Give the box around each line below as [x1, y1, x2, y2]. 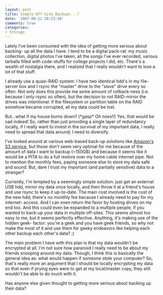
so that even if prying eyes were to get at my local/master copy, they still [5, 266, 151, 271]
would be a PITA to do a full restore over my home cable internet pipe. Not [5, 154, 154, 159]
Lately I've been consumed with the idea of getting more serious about [5, 43, 147, 49]
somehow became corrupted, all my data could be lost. [5, 104, 116, 110]
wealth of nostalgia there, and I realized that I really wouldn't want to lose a [5, 64, 156, 69]
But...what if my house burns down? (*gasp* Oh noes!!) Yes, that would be [5, 114, 154, 119]
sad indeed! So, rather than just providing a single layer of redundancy [5, 119, 146, 124]
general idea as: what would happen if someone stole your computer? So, [5, 256, 153, 261]
